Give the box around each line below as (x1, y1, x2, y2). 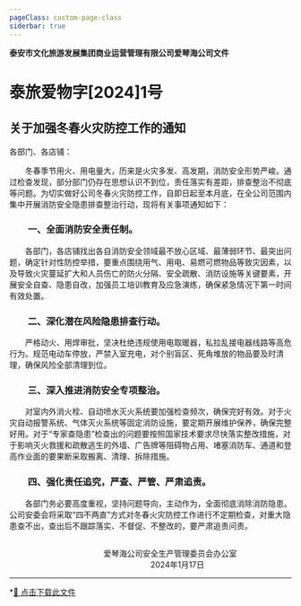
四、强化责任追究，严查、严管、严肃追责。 (27, 476, 211, 488)
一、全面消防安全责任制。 (27, 224, 139, 236)
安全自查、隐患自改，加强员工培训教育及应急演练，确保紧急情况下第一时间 (16, 279, 292, 290)
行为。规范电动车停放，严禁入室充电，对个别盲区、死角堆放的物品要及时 (9, 348, 276, 359)
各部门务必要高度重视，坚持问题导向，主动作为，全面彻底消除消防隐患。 (25, 497, 292, 508)
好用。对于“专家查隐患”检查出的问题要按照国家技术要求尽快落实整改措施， (9, 428, 284, 440)
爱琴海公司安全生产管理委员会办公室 (103, 549, 237, 559)
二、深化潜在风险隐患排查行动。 (27, 315, 166, 328)
